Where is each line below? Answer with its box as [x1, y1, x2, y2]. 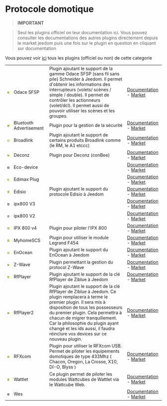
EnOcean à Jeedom [49, 252, 89, 258]
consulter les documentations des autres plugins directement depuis [17, 35, 158, 41]
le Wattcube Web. [49, 381, 85, 388]
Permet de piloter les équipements [49, 348, 120, 354]
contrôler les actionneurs [49, 97, 100, 103]
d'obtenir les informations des [49, 81, 110, 87]
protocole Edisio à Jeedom [49, 191, 104, 197]
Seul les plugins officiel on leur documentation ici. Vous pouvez [17, 29, 148, 35]
